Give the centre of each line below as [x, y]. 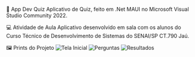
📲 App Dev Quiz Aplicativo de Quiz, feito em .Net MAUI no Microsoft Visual [97, 9]
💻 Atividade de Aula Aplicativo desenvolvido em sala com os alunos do [94, 27]
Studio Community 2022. [37, 15]
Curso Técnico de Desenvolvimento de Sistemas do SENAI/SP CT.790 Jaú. [98, 36]
